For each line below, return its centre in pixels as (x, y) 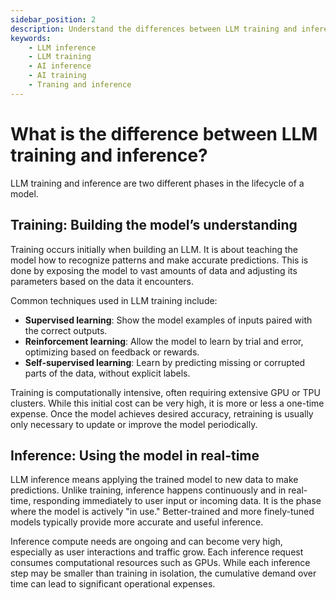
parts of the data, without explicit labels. (107, 373)
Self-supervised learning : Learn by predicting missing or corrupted (165, 362)
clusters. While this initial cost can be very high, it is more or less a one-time (167, 403)
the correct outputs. (66, 330)
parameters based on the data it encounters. (102, 281)
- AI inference (60, 66)
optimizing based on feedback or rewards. (112, 352)
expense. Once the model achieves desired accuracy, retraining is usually (162, 413)
